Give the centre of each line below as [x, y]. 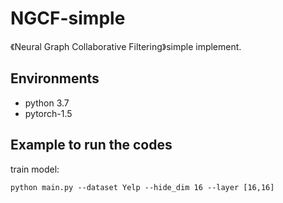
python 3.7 [47, 103]
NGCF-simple [68, 18]
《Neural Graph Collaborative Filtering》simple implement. [126, 46]
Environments [55, 78]
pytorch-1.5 [48, 113]
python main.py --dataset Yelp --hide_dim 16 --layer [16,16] [142, 187]
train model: [35, 169]
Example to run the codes [91, 145]
